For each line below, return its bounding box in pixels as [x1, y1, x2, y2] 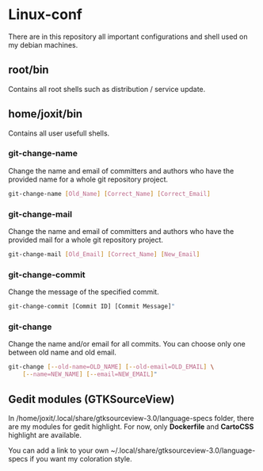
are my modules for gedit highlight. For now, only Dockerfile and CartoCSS [8, 422, 254, 431]
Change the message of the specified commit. [8, 287, 160, 297]
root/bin [8, 63, 49, 77]
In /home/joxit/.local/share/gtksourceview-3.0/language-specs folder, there [8, 413, 255, 423]
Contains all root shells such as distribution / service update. [8, 84, 206, 94]
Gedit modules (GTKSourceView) [8, 392, 175, 406]
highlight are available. [8, 430, 82, 439]
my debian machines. [8, 40, 78, 49]
